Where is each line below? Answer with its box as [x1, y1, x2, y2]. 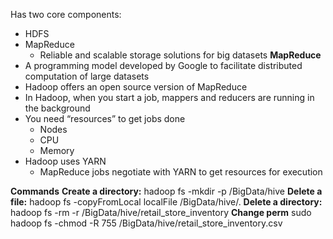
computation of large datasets [24, 70, 150, 82]
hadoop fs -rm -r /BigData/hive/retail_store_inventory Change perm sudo [10, 207, 312, 218]
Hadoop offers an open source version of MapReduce [24, 81, 248, 93]
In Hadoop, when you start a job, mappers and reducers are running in [24, 92, 315, 103]
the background [24, 102, 91, 114]
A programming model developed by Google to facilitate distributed [24, 60, 303, 71]
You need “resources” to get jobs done [24, 113, 186, 124]
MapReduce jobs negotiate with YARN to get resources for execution [39, 166, 323, 178]
